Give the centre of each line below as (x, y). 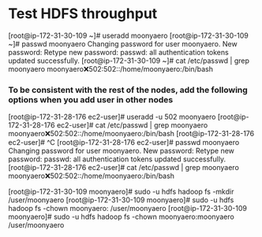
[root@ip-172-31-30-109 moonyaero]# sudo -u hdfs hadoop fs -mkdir (121, 192)
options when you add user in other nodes (91, 99)
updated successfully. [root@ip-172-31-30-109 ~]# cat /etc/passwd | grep (129, 61)
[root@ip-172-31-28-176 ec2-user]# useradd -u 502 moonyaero (112, 117)
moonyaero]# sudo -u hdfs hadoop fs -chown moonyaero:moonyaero (121, 217)
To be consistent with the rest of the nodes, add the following (128, 90)
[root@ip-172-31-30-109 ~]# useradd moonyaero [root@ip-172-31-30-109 (128, 35)
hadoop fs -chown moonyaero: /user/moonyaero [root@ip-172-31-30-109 (127, 209)
